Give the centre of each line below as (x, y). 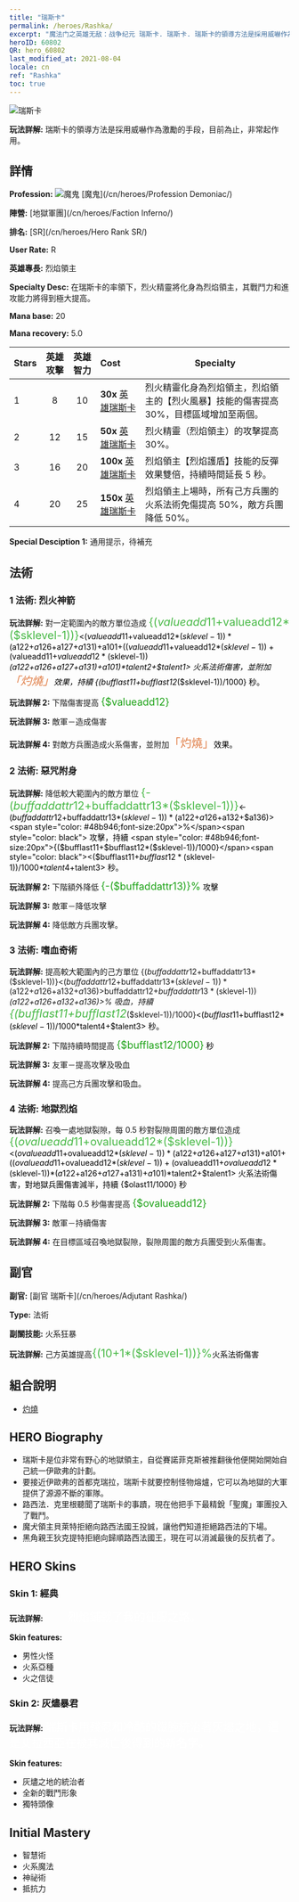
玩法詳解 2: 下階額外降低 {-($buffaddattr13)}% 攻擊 (114, 886)
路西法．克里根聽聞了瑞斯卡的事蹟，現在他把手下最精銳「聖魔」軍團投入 (154, 1504)
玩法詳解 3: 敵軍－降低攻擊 (58, 906)
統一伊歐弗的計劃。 (65, 1471)
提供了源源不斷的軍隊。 (65, 1493)
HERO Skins (43, 1566)
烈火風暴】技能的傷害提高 (225, 401)
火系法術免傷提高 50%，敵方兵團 (214, 504)
